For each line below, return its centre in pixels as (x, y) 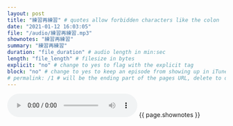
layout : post (26, 13)
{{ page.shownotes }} (169, 115)
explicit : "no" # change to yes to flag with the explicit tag (101, 65)
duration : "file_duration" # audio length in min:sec (87, 53)
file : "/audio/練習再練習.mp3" (50, 33)
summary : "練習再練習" (37, 46)
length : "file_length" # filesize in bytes (71, 59)
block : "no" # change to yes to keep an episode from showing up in (108, 71)
